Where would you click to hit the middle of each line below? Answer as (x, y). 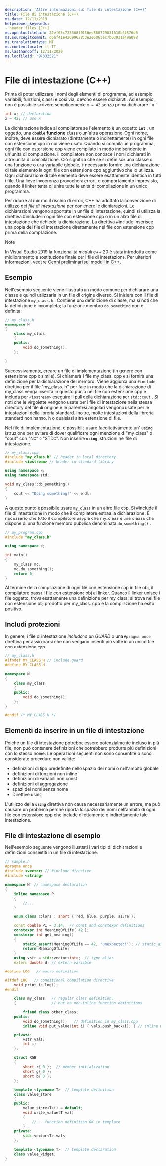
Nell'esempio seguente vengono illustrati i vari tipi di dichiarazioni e (74, 847)
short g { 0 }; (37, 1071)
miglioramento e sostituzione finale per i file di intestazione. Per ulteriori (78, 257)
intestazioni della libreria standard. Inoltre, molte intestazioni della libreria (80, 413)
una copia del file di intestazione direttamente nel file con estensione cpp (80, 227)
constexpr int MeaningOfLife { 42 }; (52, 930)
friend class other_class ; (51, 1012)
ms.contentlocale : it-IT (31, 47)
